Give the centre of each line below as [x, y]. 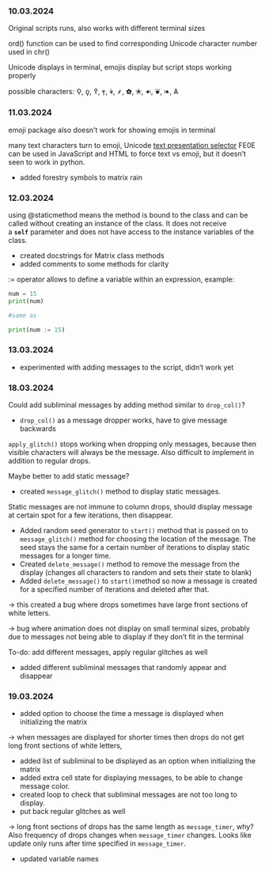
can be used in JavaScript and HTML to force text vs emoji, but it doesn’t [127, 153]
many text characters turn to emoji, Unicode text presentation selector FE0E [132, 145]
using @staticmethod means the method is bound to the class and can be [128, 214]
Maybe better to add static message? [69, 475]
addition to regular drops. [49, 460]
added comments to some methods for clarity [94, 263]
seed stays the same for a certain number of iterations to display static [135, 547]
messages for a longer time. [65, 555]
